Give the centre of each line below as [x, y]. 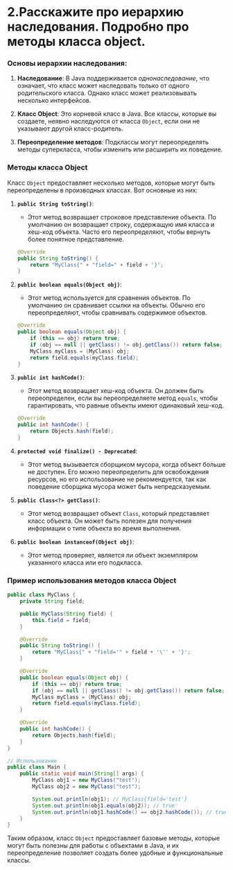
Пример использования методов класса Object [92, 580]
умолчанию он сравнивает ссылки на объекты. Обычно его [116, 306]
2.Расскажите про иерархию [96, 12]
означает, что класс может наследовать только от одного [103, 86]
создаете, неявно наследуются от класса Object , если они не [108, 122]
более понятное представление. [76, 239]
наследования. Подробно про [98, 27]
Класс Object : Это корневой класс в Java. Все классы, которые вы [117, 114]
